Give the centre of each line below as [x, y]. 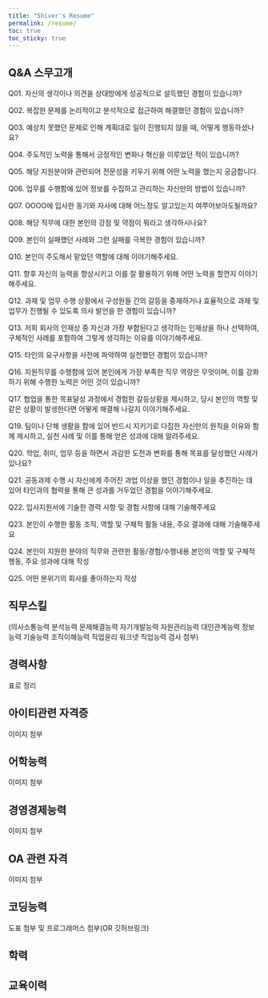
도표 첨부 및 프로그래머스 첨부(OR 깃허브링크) [79, 927]
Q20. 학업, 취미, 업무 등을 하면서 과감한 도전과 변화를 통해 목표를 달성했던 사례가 [133, 453]
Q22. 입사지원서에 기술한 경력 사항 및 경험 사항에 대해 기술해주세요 [112, 507]
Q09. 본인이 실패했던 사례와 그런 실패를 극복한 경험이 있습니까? [107, 240]
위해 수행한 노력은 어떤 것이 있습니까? [81, 382]
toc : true [25, 30]
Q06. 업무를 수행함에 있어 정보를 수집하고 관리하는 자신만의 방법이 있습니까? [127, 188]
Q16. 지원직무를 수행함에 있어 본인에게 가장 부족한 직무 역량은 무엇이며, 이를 [126, 372]
